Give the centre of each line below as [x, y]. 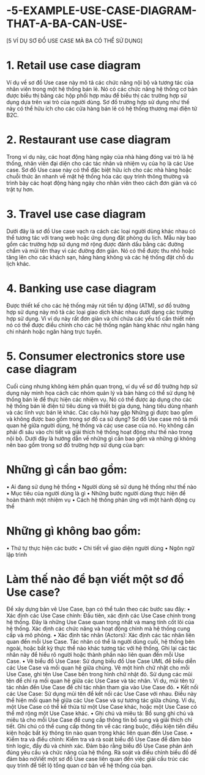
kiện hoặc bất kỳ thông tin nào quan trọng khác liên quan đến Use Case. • [100, 733]
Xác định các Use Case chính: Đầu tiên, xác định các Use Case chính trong [101, 616]
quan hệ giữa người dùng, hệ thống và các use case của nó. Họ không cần [100, 425]
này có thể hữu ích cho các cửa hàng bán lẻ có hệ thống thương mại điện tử [102, 109]
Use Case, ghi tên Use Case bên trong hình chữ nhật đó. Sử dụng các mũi [99, 674]
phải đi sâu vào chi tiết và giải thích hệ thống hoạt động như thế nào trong [99, 432]
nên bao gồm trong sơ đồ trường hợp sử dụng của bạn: [76, 445]
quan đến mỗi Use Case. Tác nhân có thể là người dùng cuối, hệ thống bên [101, 642]
